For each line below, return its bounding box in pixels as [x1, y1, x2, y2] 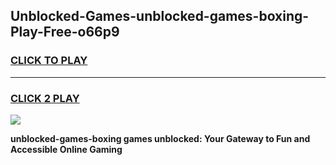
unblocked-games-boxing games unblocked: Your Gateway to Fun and [10, 132, 311, 144]
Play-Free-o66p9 [10, 24, 120, 41]
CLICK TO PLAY [10, 54, 88, 68]
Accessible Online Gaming [10, 143, 123, 155]
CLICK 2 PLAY [10, 91, 80, 105]
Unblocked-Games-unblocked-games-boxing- [10, 8, 310, 25]
